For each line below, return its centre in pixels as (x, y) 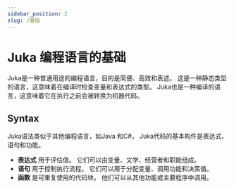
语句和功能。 (26, 145)
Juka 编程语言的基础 (67, 57)
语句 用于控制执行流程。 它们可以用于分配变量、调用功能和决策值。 (115, 169)
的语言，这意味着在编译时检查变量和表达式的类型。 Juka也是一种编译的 (111, 87)
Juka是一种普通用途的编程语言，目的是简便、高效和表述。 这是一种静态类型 (117, 78)
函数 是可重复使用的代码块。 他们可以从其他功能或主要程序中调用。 (115, 177)
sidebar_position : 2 (38, 14)
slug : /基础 (24, 20)
